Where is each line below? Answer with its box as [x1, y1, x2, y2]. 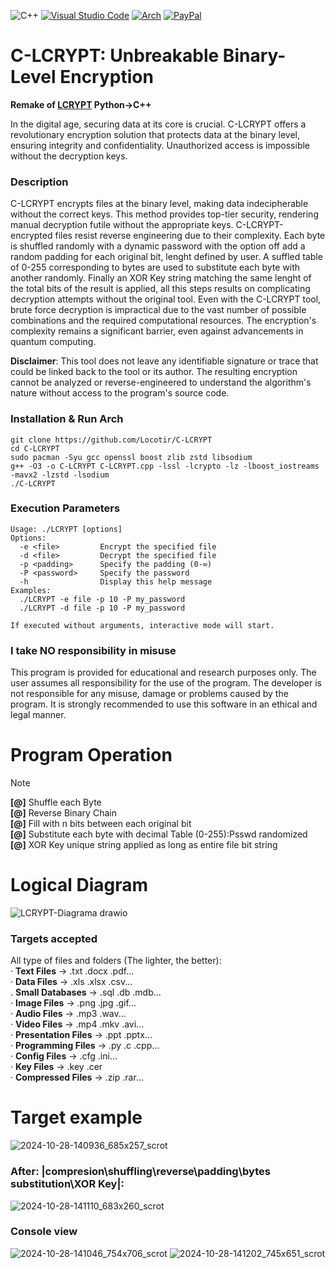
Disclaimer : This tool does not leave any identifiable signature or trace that [10, 355, 319, 367]
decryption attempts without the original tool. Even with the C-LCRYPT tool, [10, 293, 322, 305]
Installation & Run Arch [10, 412, 124, 426]
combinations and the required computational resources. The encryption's [10, 315, 317, 327]
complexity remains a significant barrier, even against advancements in [10, 325, 304, 337]
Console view [10, 1225, 78, 1239]
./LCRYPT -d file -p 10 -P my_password [19, 603, 186, 613]
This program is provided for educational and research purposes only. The [10, 666, 317, 679]
